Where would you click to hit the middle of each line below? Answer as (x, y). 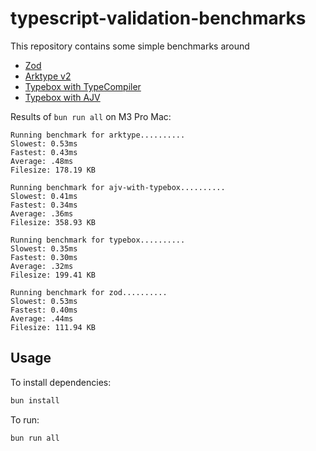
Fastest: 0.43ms (44, 152)
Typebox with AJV (62, 97)
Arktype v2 (48, 76)
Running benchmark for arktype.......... (98, 135)
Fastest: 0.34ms (44, 205)
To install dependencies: (61, 382)
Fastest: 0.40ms (44, 310)
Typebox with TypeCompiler (83, 86)
